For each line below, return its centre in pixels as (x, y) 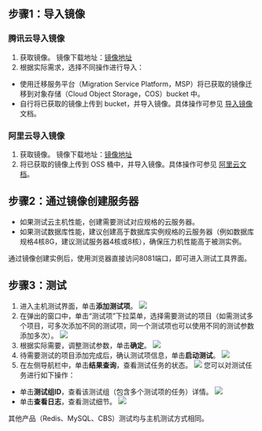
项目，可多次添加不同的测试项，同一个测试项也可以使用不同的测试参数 (140, 325)
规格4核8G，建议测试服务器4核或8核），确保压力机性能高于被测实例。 (133, 241)
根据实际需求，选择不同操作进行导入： (81, 67)
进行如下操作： (51, 375)
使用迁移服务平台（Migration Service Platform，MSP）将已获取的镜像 (133, 84)
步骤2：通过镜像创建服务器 (74, 201)
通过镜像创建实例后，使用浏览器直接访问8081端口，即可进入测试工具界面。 (130, 258)
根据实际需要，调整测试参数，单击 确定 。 (85, 345)
